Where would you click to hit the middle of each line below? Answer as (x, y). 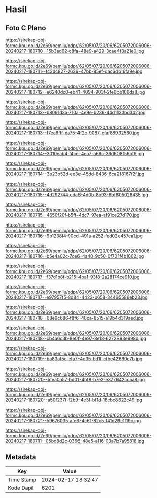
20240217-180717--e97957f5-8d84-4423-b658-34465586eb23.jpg (76, 297)
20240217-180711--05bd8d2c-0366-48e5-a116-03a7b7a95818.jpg (75, 441)
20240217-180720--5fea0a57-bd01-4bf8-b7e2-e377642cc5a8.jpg (75, 379)
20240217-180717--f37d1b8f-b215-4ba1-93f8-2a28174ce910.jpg (73, 277)
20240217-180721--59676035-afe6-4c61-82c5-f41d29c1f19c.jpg (73, 420)
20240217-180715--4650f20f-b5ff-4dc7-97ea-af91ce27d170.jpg (72, 215)
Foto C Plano (26, 28)
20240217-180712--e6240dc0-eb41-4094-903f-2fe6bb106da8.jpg (75, 92)
